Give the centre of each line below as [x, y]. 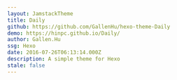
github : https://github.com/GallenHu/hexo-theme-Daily [89, 26]
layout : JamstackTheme [40, 14]
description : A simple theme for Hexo [64, 59]
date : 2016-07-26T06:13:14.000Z [54, 53]
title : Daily [26, 20]
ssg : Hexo [22, 46]
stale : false [26, 65]
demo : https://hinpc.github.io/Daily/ [64, 33]
